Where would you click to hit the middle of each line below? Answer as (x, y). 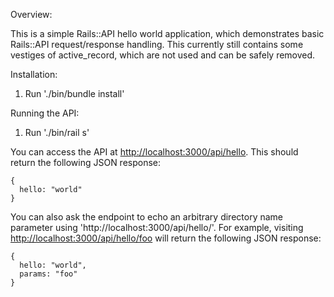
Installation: (34, 74)
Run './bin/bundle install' (74, 93)
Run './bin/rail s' (57, 132)
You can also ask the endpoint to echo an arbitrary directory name (146, 217)
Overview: (31, 14)
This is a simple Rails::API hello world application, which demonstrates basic (167, 33)
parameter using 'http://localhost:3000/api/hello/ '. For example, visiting (157, 227)
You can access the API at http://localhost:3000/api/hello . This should (154, 152)
